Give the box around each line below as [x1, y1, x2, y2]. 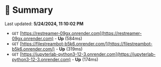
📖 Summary [4, 4, 53, 16]
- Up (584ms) [54, 35, 82, 41]
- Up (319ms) [56, 46, 83, 52]
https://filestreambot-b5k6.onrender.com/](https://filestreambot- [21, 40, 153, 46]
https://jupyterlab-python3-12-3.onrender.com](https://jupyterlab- [21, 51, 156, 57]
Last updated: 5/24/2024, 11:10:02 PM [4, 21, 84, 27]
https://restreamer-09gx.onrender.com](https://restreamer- [21, 30, 142, 36]
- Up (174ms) [71, 56, 98, 62]
